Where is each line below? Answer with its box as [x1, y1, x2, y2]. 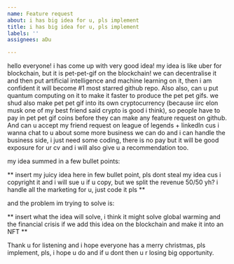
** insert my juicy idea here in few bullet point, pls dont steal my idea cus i [7, 171, 221, 179]
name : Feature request [7, 10, 74, 18]
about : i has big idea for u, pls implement [7, 17, 139, 24]
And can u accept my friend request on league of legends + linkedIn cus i [7, 121, 219, 130]
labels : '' [7, 29, 39, 37]
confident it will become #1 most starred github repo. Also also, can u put [7, 84, 219, 92]
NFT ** [7, 228, 28, 236]
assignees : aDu [7, 36, 52, 43]
